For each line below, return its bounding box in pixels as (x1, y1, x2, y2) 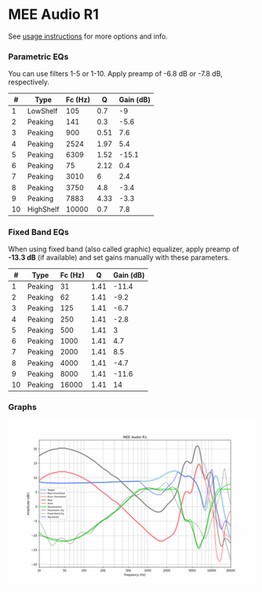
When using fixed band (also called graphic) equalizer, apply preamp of (8, 245, 239, 254)
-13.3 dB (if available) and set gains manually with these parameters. (8, 253, 230, 263)
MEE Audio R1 (8, 6, 100, 24)
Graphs (8, 402, 37, 413)
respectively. (8, 77, 49, 87)
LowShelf (27, 106, 58, 116)
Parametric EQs (8, 51, 69, 62)
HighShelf (27, 204, 60, 214)
